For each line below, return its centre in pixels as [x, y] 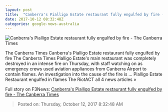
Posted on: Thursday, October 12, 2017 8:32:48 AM [70, 104]
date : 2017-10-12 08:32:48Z [34, 19]
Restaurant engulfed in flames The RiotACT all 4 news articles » [71, 79]
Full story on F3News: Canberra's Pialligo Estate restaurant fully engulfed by [84, 89]
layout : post [19, 10]
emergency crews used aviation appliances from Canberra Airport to [76, 69]
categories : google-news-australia [42, 24]
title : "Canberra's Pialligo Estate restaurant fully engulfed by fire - [85, 14]
